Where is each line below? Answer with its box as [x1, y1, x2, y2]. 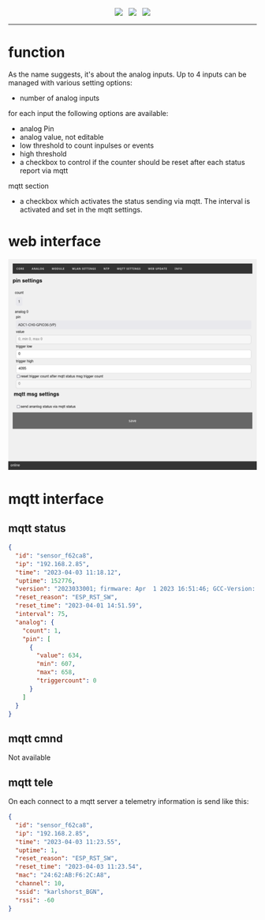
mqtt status [8, 521, 66, 535]
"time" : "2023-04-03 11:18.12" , [15, 569, 122, 576]
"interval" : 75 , [15, 610, 69, 618]
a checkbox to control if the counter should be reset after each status [19, 157, 246, 167]
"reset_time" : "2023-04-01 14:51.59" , [15, 602, 144, 610]
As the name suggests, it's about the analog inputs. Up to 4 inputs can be [8, 69, 247, 79]
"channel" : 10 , [15, 880, 65, 888]
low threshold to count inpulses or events [19, 141, 155, 150]
